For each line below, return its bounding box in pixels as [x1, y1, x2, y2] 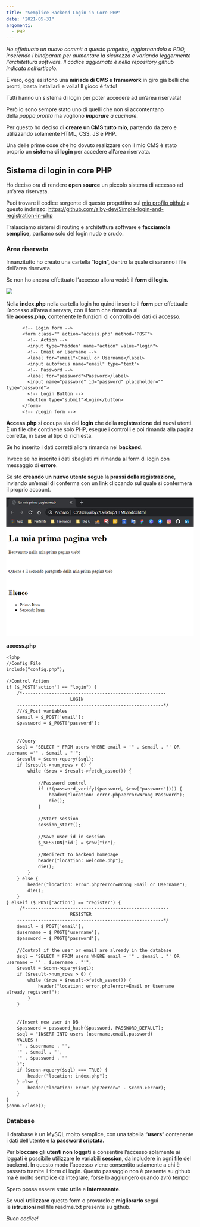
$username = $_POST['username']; [17, 930, 100, 936]
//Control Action [6, 679, 49, 685]
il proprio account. [6, 486, 51, 493]
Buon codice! [6, 1214, 39, 1222]
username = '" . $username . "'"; [6, 960, 92, 966]
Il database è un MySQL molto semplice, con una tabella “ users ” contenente [6, 1130, 194, 1137]
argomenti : [6, 22, 33, 28]
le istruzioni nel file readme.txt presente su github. [6, 1203, 131, 1210]
